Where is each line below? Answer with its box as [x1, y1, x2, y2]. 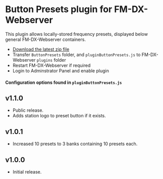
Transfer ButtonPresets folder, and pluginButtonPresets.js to [12, 52, 141, 58]
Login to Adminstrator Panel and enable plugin [12, 67, 110, 74]
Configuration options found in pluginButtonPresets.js [5, 79, 122, 85]
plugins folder [36, 57, 67, 63]
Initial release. [12, 168, 42, 175]
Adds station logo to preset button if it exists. [12, 113, 106, 119]
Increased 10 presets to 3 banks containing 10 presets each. [12, 141, 138, 147]
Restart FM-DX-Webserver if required [12, 62, 91, 68]
